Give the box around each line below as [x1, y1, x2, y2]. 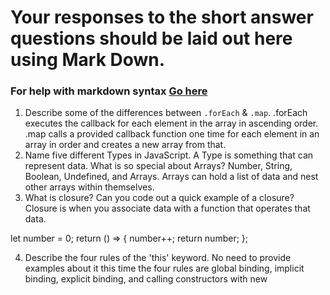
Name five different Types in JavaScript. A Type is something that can [24, 149, 314, 161]
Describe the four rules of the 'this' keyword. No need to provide [24, 252, 292, 264]
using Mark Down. [10, 49, 166, 71]
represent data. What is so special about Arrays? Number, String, [24, 160, 293, 172]
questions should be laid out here [10, 27, 293, 50]
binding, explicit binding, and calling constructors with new [24, 273, 268, 285]
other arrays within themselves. [24, 181, 155, 193]
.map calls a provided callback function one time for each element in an [24, 128, 320, 140]
